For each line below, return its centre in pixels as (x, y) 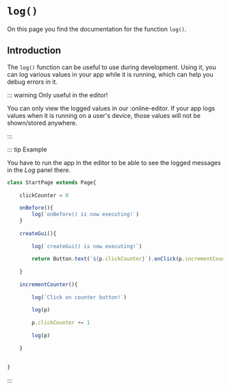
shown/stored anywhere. (42, 123)
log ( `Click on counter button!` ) (79, 297)
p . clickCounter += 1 (61, 323)
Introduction (34, 50)
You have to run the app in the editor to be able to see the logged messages (114, 162)
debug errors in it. (33, 82)
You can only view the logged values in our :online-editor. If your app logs (111, 108)
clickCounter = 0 (44, 195)
